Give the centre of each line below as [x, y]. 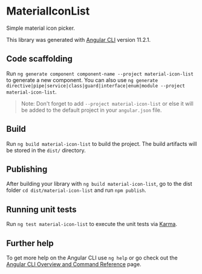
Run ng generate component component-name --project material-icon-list [100, 74]
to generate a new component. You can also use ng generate [82, 80]
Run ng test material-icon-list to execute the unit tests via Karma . [92, 224]
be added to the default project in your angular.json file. [91, 110]
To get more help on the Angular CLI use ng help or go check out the [92, 258]
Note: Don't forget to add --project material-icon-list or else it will [107, 103]
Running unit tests [41, 209]
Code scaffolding [39, 59]
